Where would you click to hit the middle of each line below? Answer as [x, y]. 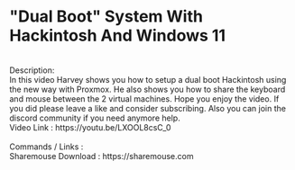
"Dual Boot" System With [106, 17]
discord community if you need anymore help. [95, 118]
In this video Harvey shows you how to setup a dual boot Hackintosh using [148, 79]
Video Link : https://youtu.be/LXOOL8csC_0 [90, 127]
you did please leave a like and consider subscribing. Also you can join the [148, 108]
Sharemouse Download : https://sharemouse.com [101, 156]
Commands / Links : [46, 147]
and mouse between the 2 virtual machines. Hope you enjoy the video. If [144, 98]
